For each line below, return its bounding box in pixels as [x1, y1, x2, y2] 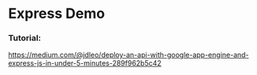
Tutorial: [8, 33, 42, 44]
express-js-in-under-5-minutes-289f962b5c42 [8, 59, 162, 68]
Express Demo [8, 5, 105, 23]
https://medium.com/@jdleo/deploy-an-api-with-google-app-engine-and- [8, 50, 250, 59]
